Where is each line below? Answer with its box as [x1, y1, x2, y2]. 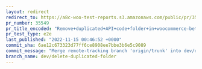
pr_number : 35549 [5, 20, 49, 26]
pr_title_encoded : [5, 25, 52, 32]
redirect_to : [5, 14, 39, 20]
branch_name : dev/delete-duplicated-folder [5, 53, 117, 59]
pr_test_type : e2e [5, 31, 52, 37]
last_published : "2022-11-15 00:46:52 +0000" [5, 37, 122, 43]
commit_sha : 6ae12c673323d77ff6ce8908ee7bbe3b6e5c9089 [5, 43, 147, 49]
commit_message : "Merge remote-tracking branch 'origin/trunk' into [5, 48, 181, 54]
